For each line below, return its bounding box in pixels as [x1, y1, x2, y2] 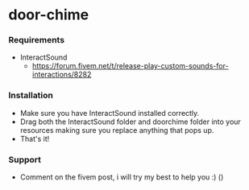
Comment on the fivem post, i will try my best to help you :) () [19, 172, 224, 182]
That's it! [19, 134, 50, 143]
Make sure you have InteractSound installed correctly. [19, 108, 200, 118]
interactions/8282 [31, 70, 92, 80]
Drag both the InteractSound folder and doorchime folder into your [19, 117, 242, 126]
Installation [8, 90, 54, 101]
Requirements [8, 35, 65, 46]
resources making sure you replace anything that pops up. [19, 125, 214, 134]
